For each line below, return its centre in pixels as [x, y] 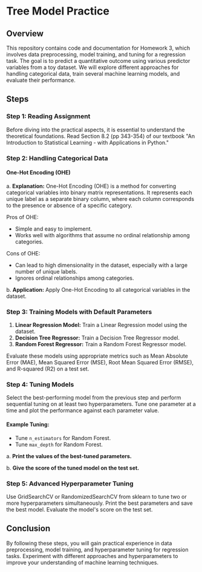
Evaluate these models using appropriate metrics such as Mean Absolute [97, 356]
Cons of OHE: [23, 253]
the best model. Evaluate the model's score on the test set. [80, 509]
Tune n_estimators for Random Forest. [63, 438]
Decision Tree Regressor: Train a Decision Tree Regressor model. [97, 338]
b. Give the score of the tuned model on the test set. [73, 468]
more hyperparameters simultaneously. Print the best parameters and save [99, 503]
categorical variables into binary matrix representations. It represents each [99, 192]
